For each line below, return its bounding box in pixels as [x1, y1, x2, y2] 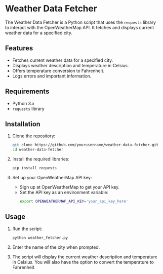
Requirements [5, 87, 49, 96]
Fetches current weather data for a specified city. [12, 57, 113, 63]
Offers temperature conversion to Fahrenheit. [12, 68, 105, 74]
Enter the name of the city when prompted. [12, 244, 100, 250]
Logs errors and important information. [12, 73, 91, 79]
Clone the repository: [12, 133, 56, 139]
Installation [5, 119, 41, 128]
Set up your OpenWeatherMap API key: [12, 175, 92, 180]
